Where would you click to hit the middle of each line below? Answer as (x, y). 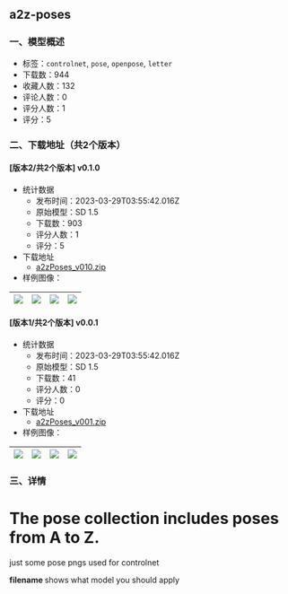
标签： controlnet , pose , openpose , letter (97, 63)
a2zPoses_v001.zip (71, 422)
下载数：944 (46, 74)
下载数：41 (56, 378)
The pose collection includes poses (144, 519)
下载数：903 (59, 223)
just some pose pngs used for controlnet (84, 562)
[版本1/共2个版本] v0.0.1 (54, 323)
